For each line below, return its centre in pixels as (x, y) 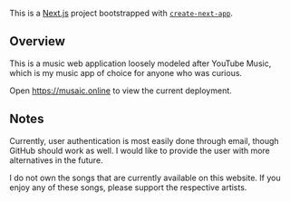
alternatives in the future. (56, 160)
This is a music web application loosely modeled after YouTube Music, (140, 63)
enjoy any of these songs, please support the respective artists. (128, 187)
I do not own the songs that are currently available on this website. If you (145, 178)
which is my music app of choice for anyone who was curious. (126, 72)
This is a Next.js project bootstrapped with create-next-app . (121, 13)
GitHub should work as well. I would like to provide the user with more (140, 150)
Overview (38, 41)
